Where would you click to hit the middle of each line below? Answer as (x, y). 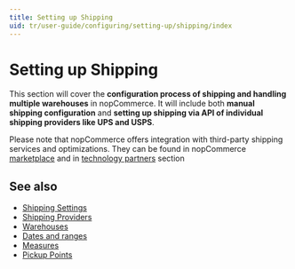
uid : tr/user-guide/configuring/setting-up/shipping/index (121, 26)
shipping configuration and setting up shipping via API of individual (136, 113)
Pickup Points (47, 255)
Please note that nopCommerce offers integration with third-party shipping (146, 139)
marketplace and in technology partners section (97, 158)
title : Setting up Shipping (61, 17)
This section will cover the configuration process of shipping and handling (148, 94)
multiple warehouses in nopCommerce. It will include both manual (132, 104)
